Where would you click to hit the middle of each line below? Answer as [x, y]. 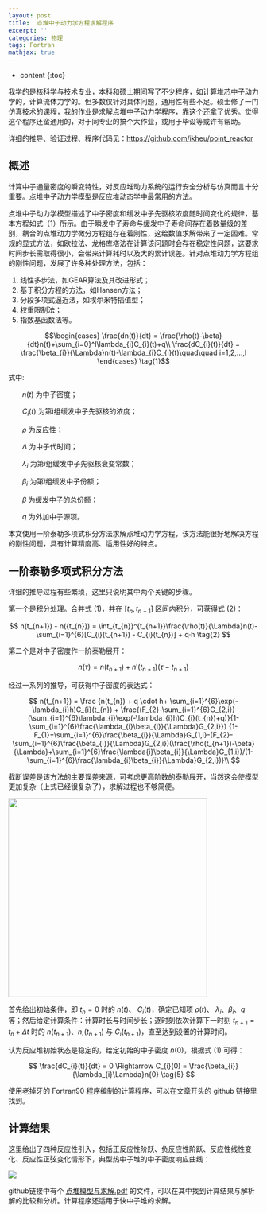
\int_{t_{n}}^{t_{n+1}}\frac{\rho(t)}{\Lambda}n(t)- [178, 626]
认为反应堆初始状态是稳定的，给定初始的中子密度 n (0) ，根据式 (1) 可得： [126, 1050]
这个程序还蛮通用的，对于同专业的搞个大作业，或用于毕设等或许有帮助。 [126, 121]
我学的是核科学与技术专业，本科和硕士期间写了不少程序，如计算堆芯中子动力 [133, 91]
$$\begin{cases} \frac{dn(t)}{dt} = [102, 336]
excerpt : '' [28, 30]
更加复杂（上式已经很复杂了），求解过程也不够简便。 [93, 786]
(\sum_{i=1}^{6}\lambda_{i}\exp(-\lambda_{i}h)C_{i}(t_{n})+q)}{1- [133, 717]
